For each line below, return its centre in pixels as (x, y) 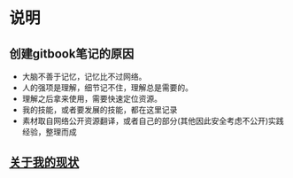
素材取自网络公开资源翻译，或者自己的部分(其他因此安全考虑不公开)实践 (153, 121)
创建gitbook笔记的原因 (72, 54)
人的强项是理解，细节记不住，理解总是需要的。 (107, 88)
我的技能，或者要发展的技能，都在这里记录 (100, 110)
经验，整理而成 (49, 132)
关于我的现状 (44, 163)
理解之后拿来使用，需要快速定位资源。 (92, 99)
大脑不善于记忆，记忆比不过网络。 (84, 77)
